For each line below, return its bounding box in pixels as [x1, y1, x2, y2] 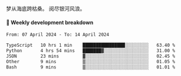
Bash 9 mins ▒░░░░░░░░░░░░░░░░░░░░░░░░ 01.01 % [6, 64, 176, 70]
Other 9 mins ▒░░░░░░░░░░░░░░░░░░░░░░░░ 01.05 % [6, 58, 176, 64]
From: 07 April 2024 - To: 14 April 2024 [6, 32, 110, 38]
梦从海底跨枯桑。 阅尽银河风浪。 [6, 5, 85, 12]
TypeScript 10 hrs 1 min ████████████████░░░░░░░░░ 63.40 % [6, 43, 176, 49]
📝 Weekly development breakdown [6, 19, 94, 26]
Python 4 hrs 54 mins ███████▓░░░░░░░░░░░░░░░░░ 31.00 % [6, 47, 176, 54]
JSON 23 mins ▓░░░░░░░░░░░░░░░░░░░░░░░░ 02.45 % [6, 53, 176, 59]
